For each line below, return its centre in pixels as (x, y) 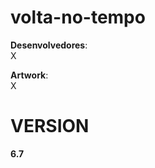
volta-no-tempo (78, 17)
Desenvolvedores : (49, 45)
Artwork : (29, 75)
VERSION (50, 126)
